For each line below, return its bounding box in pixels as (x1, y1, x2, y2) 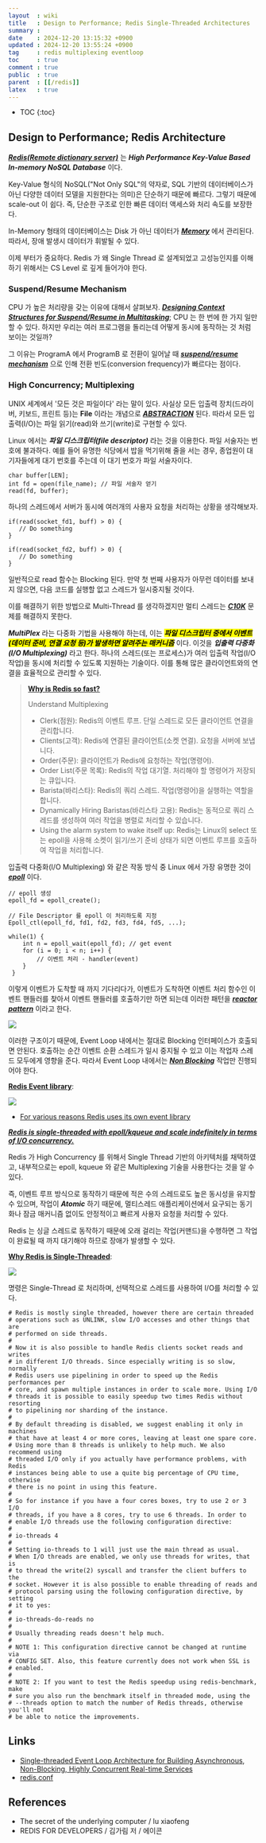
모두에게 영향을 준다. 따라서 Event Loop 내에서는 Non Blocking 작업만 (16, 1056, 237, 1065)
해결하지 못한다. (22, 611, 72, 621)
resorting (8, 1399, 41, 1408)
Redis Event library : (8, 1081, 74, 1091)
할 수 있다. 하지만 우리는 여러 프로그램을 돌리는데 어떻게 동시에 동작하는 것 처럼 (8, 322, 252, 332)
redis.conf (19, 1772, 54, 1782)
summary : (8, 26, 41, 34)
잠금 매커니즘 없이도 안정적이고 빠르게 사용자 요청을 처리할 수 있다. (22, 1208, 229, 1218)
